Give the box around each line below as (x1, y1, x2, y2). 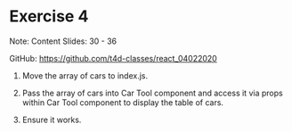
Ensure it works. (21, 114, 82, 125)
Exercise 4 (9, 6, 89, 27)
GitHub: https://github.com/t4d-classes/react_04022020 (9, 53, 218, 63)
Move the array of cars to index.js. (21, 70, 149, 81)
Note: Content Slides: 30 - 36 (9, 36, 118, 46)
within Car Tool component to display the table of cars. (21, 96, 224, 108)
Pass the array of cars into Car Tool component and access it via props (21, 87, 283, 98)
